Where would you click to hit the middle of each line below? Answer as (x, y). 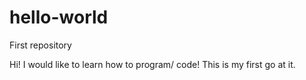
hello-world (59, 17)
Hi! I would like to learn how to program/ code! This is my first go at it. (152, 64)
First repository (40, 45)
